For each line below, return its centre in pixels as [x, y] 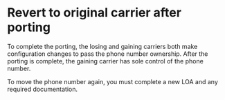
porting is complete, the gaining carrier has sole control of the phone [106, 61]
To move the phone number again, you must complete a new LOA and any [112, 81]
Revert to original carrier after [94, 13]
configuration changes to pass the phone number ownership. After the [108, 54]
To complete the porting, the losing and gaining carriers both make [102, 46]
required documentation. [43, 89]
